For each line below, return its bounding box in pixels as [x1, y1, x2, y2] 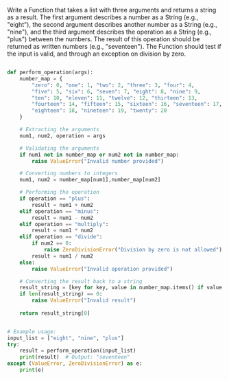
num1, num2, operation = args [19, 132, 106, 139]
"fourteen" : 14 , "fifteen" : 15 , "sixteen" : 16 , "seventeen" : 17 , [32, 101, 223, 108]
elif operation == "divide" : [19, 234, 103, 241]
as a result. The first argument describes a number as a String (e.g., [7, 13, 199, 21]
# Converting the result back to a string [19, 278, 143, 284]
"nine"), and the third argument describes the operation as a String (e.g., [7, 27, 213, 36]
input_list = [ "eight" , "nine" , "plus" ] [7, 335, 125, 342]
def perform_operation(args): [7, 69, 94, 76]
